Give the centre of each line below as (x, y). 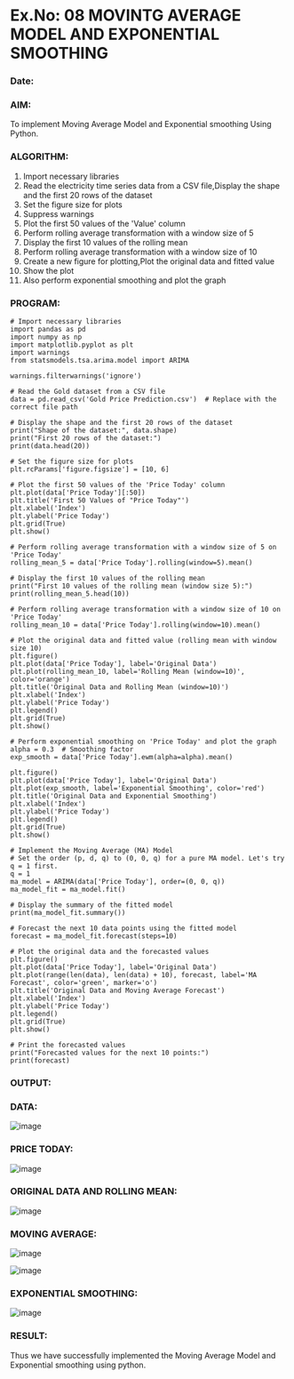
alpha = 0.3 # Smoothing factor (72, 750)
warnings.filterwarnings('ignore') (76, 376)
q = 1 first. (34, 866)
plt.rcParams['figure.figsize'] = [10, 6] (90, 469)
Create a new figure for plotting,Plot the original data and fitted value (149, 261)
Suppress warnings (58, 213)
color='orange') (40, 679)
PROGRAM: (35, 303)
